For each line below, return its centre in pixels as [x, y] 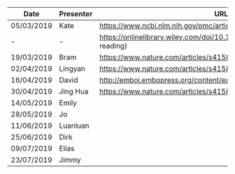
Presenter [76, 14]
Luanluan [74, 126]
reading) [113, 46]
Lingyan [72, 68]
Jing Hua [74, 92]
